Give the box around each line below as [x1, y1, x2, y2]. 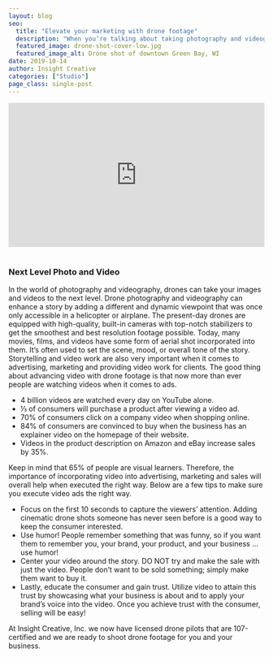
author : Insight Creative [8, 65, 96, 73]
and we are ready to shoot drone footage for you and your [37, 633, 233, 642]
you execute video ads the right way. [8, 489, 132, 499]
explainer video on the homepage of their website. [19, 430, 189, 439]
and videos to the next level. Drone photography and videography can [8, 293, 243, 303]
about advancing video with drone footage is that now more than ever [8, 371, 242, 381]
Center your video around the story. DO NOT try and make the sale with [19, 556, 260, 566]
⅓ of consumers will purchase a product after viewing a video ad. [19, 404, 240, 414]
